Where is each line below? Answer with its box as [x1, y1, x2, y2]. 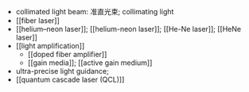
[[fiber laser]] [15, 16, 60, 25]
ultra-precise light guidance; [15, 67, 109, 75]
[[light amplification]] [15, 41, 85, 50]
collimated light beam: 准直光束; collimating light [15, 7, 174, 16]
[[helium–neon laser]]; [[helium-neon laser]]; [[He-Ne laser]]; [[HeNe [15, 25, 241, 33]
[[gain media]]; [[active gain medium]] [27, 58, 153, 67]
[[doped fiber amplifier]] [27, 50, 107, 59]
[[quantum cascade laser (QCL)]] [15, 75, 125, 84]
